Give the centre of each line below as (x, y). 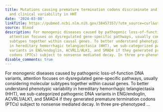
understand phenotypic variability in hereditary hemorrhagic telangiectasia (80, 89)
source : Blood (19, 28)
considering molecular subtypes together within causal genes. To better (77, 84)
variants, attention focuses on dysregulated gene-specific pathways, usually (81, 78)
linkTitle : (16, 23)
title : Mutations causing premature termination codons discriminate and (81, 9)
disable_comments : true (29, 59)
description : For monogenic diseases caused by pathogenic (66, 32)
